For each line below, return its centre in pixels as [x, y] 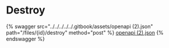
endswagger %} [25, 39]
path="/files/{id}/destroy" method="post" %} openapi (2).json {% [85, 32]
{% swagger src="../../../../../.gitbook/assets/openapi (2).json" [80, 26]
